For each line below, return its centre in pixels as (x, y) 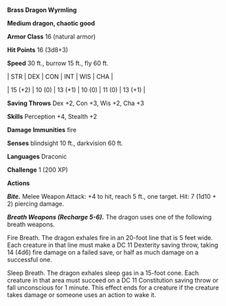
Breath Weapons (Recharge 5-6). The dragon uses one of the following (109, 217)
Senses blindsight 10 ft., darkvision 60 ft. (65, 143)
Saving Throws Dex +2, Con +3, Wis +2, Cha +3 (76, 103)
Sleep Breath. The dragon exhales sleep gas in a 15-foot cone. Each (103, 273)
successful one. (30, 260)
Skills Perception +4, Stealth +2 (52, 117)
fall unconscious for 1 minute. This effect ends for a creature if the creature (113, 287)
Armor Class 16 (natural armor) (52, 36)
